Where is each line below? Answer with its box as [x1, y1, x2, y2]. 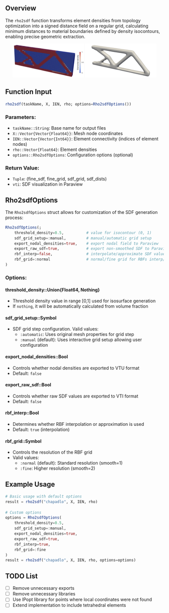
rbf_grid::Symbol [5, 438, 42, 444]
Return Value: [5, 164, 39, 171]
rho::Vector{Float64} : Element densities [12, 146, 97, 152]
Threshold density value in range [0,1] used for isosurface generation [12, 298, 156, 304]
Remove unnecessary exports [12, 585, 74, 591]
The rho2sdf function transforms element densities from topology [5, 17, 141, 23]
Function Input [5, 88, 52, 96]
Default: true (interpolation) [12, 426, 70, 432]
